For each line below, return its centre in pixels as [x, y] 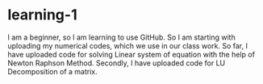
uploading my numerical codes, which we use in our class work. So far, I [127, 45]
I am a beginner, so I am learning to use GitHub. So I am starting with [121, 37]
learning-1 [42, 15]
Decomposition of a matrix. [52, 71]
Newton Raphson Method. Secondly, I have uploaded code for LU [117, 63]
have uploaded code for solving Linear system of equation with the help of [131, 54]
